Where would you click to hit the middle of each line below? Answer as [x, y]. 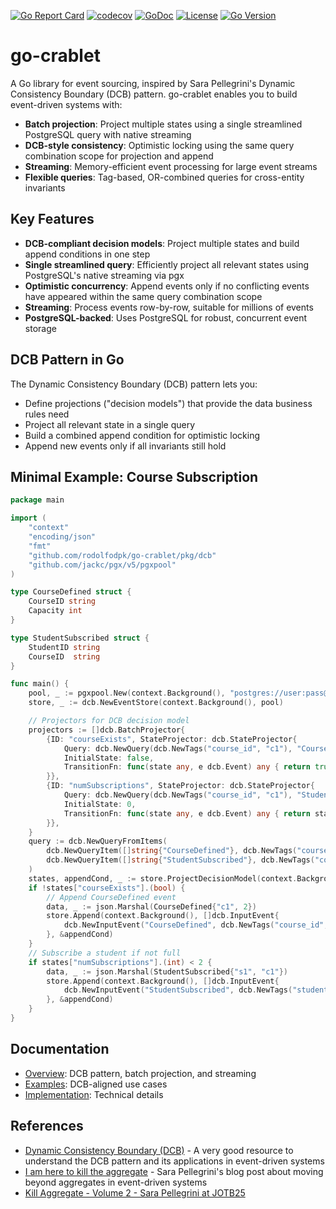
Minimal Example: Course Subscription [134, 476]
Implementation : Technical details [94, 1094]
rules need [47, 414]
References [47, 1126]
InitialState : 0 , [100, 804]
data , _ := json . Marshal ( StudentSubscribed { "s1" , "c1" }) [167, 971]
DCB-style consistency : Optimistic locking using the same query [159, 145]
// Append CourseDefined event [111, 897]
